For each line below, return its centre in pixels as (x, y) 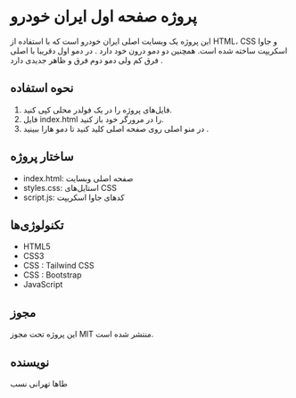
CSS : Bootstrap (52, 275)
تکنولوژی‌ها (37, 225)
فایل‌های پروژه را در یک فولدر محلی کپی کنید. (98, 110)
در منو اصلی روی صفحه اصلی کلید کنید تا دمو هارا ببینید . (116, 129)
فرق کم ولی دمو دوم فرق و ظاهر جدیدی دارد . (86, 60)
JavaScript (43, 285)
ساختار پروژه (42, 157)
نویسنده (30, 362)
